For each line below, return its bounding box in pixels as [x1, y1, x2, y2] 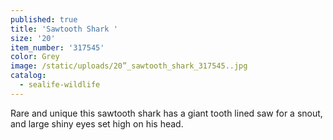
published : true [10, 14, 78, 25]
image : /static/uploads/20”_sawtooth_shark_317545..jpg [10, 61, 248, 71]
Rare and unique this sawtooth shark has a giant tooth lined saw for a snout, [10, 107, 323, 119]
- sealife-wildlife [19, 80, 101, 90]
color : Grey [10, 52, 60, 62]
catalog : [10, 71, 47, 81]
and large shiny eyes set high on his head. [10, 117, 184, 130]
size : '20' [10, 33, 56, 43]
